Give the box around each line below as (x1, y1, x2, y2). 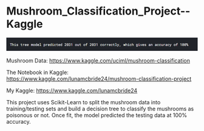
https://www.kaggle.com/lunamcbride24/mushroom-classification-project (6, 75, 192, 82)
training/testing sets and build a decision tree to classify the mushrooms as (6, 105, 194, 113)
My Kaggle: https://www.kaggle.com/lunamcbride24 (6, 87, 138, 95)
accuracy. (6, 118, 32, 126)
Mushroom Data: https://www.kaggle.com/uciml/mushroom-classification (6, 57, 190, 64)
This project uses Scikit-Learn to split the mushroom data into (6, 99, 161, 106)
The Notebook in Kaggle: (6, 69, 69, 76)
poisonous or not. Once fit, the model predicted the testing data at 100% (6, 112, 188, 119)
